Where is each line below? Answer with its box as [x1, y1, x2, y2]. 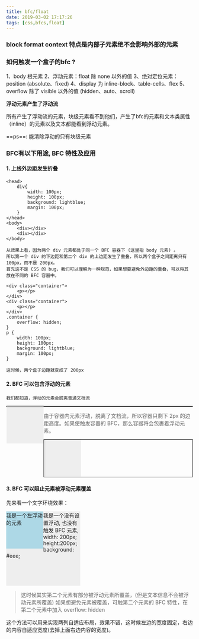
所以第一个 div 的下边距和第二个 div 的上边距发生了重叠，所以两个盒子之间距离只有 [6, 253, 187, 259]
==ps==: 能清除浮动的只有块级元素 [6, 133, 91, 140]
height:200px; [43, 540, 78, 547]
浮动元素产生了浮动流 [6, 100, 58, 107]
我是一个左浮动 [6, 512, 43, 519]
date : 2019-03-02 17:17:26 [6, 14, 73, 20]
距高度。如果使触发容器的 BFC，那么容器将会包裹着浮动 [43, 420, 180, 427]
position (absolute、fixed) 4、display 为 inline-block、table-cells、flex [6, 80, 179, 87]
